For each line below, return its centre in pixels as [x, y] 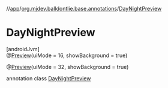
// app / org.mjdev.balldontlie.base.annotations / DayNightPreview [84, 9]
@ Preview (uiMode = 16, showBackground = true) [67, 55]
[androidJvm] [23, 49]
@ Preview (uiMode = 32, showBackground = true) [67, 67]
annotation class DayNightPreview [49, 78]
